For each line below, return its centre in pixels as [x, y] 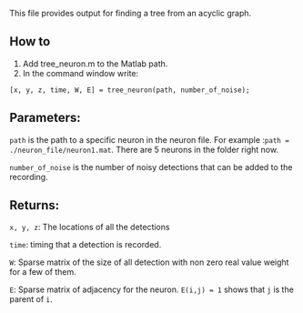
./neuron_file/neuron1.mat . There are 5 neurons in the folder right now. [144, 149]
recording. [29, 177]
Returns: [35, 205]
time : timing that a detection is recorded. [86, 245]
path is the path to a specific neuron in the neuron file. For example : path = [149, 139]
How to [30, 41]
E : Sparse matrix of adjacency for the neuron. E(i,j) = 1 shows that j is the [151, 289]
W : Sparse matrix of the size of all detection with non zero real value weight [149, 262]
